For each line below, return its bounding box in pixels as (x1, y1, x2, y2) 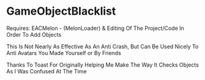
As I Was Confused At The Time (6, 67, 87, 75)
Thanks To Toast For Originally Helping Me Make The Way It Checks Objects (6, 61, 199, 68)
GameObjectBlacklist (6, 4, 116, 18)
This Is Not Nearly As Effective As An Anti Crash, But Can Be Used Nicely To (6, 43, 199, 50)
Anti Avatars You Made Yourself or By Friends (6, 49, 121, 56)
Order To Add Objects (6, 31, 62, 38)
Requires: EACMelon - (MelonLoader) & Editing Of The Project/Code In (6, 24, 185, 32)
